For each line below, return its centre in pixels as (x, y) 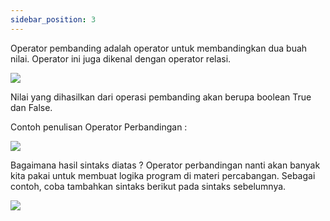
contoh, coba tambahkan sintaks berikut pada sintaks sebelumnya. (148, 186)
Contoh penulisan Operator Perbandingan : (99, 127)
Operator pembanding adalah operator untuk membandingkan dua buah (159, 48)
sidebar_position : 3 (53, 19)
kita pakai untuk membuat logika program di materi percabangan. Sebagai (163, 175)
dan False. (31, 107)
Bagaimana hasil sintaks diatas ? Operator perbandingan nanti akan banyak (165, 165)
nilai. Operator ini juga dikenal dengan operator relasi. (121, 58)
